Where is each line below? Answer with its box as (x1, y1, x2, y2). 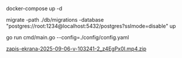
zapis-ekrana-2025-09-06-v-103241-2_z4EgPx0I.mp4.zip (6, 45, 147, 52)
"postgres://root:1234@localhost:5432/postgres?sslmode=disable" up (6, 23, 176, 29)
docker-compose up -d (6, 5, 63, 12)
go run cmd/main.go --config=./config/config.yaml (6, 34, 129, 40)
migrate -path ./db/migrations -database (6, 16, 104, 23)
